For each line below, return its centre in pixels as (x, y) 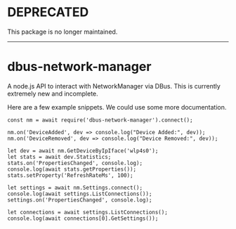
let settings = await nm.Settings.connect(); (75, 188)
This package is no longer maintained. (63, 32)
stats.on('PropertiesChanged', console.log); (75, 163)
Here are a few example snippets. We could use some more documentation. (117, 107)
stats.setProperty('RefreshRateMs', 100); (70, 175)
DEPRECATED (48, 12)
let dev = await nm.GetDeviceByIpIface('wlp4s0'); (83, 151)
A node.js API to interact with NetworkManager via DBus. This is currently (114, 86)
